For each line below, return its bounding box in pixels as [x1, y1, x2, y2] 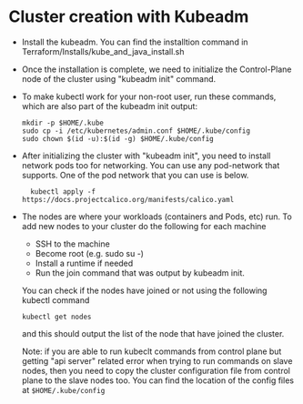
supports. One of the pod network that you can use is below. [21, 169, 249, 180]
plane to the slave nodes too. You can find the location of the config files [21, 375, 295, 386]
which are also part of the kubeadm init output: [21, 100, 197, 111]
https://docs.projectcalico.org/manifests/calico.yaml [21, 195, 235, 204]
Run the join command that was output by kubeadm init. [35, 267, 245, 278]
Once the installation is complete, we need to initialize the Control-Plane [21, 64, 292, 75]
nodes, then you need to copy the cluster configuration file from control [21, 365, 290, 376]
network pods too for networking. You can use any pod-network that [21, 159, 280, 170]
